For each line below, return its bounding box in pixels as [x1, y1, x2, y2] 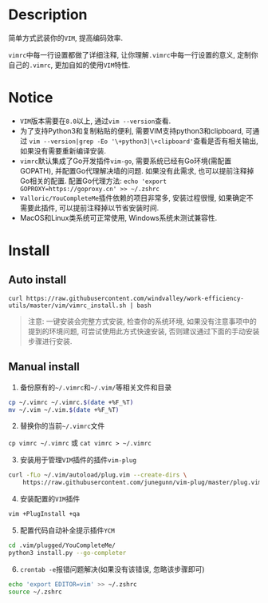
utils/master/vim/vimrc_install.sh [8, 301, 127, 309]
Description [8, 6, 88, 24]
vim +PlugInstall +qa [8, 510, 81, 518]
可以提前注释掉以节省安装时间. [58, 202, 160, 213]
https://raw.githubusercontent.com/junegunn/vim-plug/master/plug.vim [22, 478, 262, 487]
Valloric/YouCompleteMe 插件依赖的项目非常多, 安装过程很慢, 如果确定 [19, 193, 247, 202]
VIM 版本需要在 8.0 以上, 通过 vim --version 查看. [19, 116, 171, 126]
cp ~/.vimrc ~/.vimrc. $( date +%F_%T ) [8, 398, 134, 406]
